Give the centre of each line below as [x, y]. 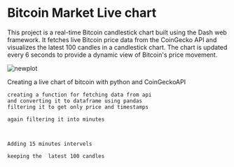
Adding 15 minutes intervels [50, 144]
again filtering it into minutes [56, 119]
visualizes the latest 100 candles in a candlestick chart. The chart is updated [117, 47]
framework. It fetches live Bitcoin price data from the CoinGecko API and [112, 39]
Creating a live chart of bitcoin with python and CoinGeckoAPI [97, 81]
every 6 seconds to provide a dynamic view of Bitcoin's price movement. [112, 55]
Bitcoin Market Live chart [82, 13]
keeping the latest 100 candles [56, 156]
